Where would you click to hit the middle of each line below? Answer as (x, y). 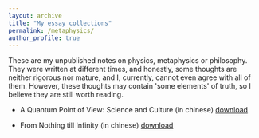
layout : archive (35, 16)
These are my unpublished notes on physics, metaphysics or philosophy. (128, 61)
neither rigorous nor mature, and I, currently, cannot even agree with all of (129, 77)
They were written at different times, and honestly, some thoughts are (123, 69)
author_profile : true (44, 38)
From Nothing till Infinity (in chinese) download (96, 125)
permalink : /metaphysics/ (51, 30)
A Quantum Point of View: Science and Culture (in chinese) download (134, 110)
